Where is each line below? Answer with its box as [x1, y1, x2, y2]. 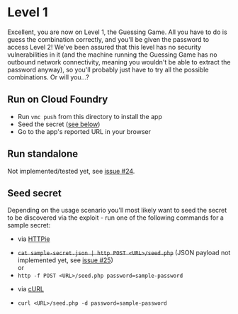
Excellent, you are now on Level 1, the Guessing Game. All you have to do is [7, 28, 228, 36]
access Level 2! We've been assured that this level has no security [7, 43, 202, 51]
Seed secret [7, 187, 62, 199]
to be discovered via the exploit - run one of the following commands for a [7, 213, 225, 222]
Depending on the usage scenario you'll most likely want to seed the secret [7, 206, 227, 215]
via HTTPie [17, 235, 50, 243]
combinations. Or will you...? [7, 72, 90, 82]
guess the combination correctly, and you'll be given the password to [7, 35, 210, 43]
